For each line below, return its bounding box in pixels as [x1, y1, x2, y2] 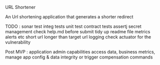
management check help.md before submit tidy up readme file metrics [5, 29, 150, 34]
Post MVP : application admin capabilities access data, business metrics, [5, 49, 155, 55]
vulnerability [5, 39, 31, 45]
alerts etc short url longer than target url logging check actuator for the [5, 34, 151, 40]
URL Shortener [5, 4, 36, 10]
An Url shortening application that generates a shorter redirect [5, 14, 133, 19]
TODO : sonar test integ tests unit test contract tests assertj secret [5, 23, 141, 29]
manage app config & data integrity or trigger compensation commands [5, 54, 153, 60]
